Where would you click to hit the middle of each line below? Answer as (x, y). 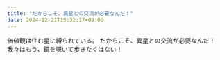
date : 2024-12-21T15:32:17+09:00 (56, 20)
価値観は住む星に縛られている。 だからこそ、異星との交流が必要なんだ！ (111, 40)
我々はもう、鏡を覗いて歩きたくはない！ (65, 49)
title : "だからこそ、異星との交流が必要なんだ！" (70, 13)
